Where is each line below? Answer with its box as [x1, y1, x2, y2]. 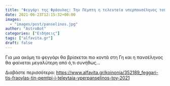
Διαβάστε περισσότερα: [5, 69, 55, 75]
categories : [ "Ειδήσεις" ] [5, 31, 60, 36]
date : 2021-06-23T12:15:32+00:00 [5, 12, 76, 17]
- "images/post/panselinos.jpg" [10, 21, 78, 27]
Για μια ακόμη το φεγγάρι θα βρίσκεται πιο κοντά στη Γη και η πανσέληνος [5, 54, 163, 60]
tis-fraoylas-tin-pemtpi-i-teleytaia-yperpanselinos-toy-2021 [5, 74, 130, 81]
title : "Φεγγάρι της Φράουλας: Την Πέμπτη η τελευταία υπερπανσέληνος [5, 7, 157, 13]
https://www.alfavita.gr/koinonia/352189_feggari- [56, 69, 158, 75]
